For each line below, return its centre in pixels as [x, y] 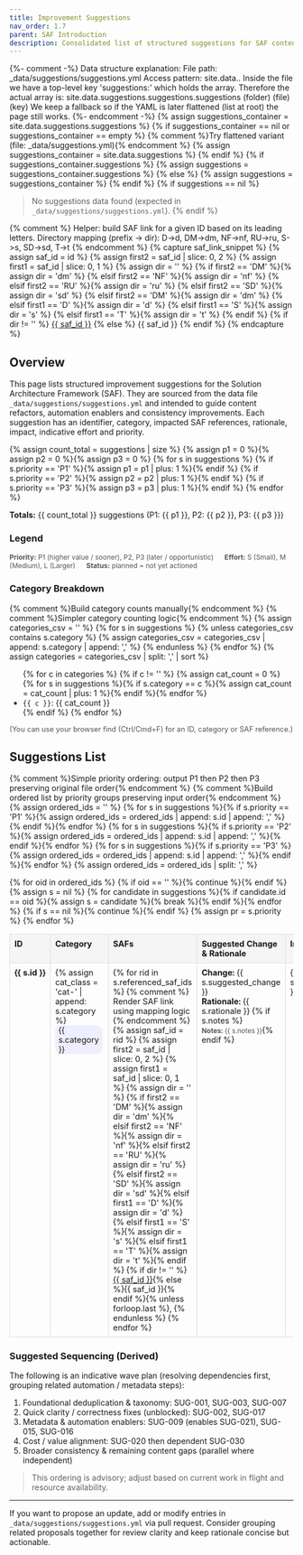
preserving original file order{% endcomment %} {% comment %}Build [141, 788]
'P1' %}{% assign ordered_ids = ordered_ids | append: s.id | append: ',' [141, 817]
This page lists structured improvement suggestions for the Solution [136, 384]
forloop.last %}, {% [149, 1308]
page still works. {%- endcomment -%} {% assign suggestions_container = [149, 116]
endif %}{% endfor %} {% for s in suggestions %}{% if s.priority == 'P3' [144, 846]
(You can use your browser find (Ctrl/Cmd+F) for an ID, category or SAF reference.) [151, 729]
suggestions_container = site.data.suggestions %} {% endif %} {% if [137, 155]
